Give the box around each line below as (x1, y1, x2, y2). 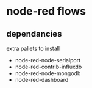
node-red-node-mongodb (15, 70, 81, 77)
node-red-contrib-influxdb (15, 63, 82, 70)
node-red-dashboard (15, 76, 69, 83)
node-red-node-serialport (15, 57, 81, 64)
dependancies (6, 29, 62, 39)
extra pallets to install (6, 45, 60, 52)
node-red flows (6, 4, 87, 18)
